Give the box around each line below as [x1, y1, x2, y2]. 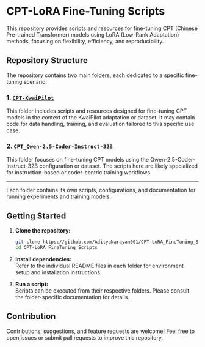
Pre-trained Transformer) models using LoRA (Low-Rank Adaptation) [6, 31, 179, 38]
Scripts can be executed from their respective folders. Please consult [15, 286, 190, 294]
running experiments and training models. [6, 193, 112, 200]
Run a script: [15, 280, 49, 288]
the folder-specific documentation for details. [15, 293, 130, 300]
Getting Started [6, 211, 67, 221]
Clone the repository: [15, 227, 71, 234]
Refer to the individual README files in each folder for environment [15, 262, 184, 269]
